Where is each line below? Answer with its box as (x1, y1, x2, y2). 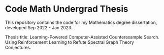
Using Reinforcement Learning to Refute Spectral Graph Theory (5, 39, 134, 45)
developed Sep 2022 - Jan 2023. (5, 24, 72, 30)
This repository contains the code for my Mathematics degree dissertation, (5, 19, 157, 25)
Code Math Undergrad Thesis (5, 3, 129, 15)
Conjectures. (5, 44, 31, 50)
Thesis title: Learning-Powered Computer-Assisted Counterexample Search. (5, 34, 160, 40)
